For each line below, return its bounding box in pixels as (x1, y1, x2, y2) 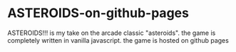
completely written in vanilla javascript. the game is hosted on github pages (7, 36, 230, 44)
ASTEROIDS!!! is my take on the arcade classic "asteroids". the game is (7, 28, 216, 37)
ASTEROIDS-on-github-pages (7, 5, 189, 21)
